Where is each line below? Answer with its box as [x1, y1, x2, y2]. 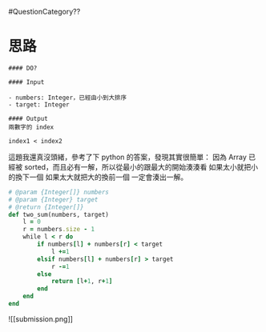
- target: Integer [8, 100, 70, 109]
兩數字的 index [8, 123, 54, 131]
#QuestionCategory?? [8, 7, 81, 16]
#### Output [8, 114, 48, 122]
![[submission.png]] [8, 314, 74, 323]
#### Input [8, 78, 45, 86]
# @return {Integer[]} [8, 203, 84, 211]
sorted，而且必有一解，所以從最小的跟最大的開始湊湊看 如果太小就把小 [23, 162, 259, 171]
